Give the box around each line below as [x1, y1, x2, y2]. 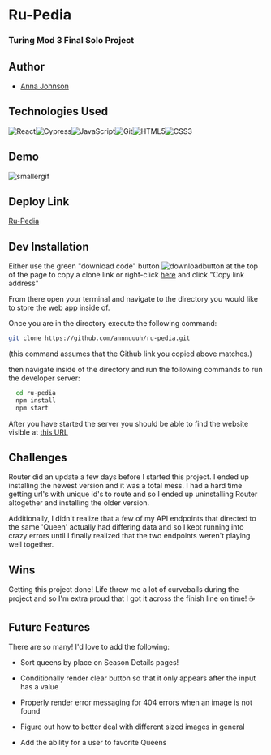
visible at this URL [8, 427, 69, 437]
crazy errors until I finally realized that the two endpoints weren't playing [8, 531, 251, 541]
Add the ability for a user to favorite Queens [19, 738, 167, 748]
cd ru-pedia [15, 389, 57, 397]
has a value [19, 682, 59, 692]
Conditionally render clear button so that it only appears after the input [19, 673, 256, 683]
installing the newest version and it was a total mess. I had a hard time [8, 481, 243, 491]
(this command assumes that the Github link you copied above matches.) [8, 349, 253, 358]
